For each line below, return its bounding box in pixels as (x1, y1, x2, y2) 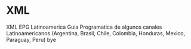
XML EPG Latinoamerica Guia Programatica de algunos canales (6, 23, 162, 30)
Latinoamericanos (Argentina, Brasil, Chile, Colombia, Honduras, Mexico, (6, 29, 186, 36)
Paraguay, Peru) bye (6, 36, 57, 43)
